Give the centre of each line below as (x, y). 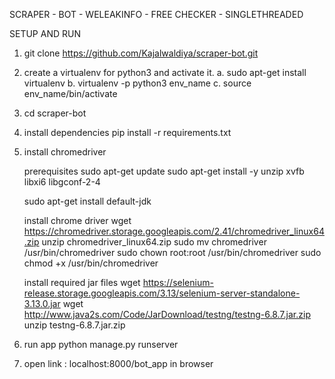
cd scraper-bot (55, 113)
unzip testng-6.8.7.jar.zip (74, 325)
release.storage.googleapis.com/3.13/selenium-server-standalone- (162, 293)
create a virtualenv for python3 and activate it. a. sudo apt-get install (165, 72)
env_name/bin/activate (70, 93)
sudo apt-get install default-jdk (87, 201)
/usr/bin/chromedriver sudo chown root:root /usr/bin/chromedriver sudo (172, 252)
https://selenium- (178, 282)
